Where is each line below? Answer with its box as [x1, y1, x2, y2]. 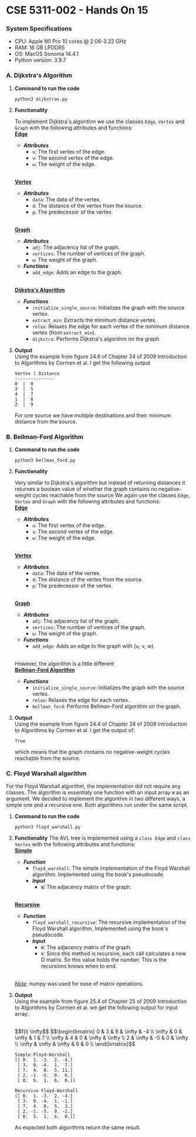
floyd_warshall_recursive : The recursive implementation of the [32, 919, 186, 926]
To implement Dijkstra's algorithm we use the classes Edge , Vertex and [14, 118, 185, 125]
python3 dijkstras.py [14, 96, 67, 102]
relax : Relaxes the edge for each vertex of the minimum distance [32, 323, 190, 330]
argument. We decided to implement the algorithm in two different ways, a [6, 795, 186, 802]
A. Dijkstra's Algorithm [6, 71, 72, 79]
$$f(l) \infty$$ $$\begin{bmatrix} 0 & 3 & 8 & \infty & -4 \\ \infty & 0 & [14, 1028, 183, 1035]
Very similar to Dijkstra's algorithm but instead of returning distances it [14, 479, 185, 486]
